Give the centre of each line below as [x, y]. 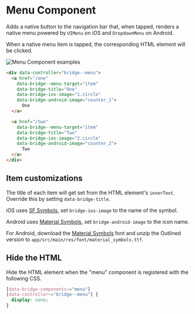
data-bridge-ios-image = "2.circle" [59, 138]
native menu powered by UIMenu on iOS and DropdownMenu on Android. [90, 32]
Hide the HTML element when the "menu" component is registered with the [97, 272]
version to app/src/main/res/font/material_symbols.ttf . [75, 239]
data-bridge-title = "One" [47, 89]
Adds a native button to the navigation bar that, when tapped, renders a [93, 27]
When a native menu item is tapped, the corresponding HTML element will [96, 44]
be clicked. [19, 50]
